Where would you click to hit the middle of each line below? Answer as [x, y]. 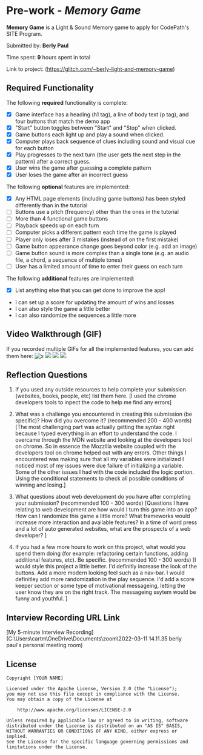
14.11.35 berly [165, 639]
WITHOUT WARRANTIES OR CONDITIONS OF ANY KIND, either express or [92, 731]
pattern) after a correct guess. [53, 162]
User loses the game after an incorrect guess [72, 175]
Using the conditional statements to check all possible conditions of [99, 479]
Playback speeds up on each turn [57, 225]
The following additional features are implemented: [70, 278]
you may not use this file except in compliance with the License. [93, 694]
